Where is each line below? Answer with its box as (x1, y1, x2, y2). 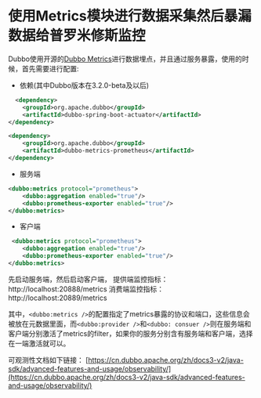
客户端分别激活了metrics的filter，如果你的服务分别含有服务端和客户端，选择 (8, 328, 253, 338)
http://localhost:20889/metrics (8, 293, 107, 302)
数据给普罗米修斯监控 (8, 27, 147, 45)
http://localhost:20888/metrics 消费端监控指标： (8, 284, 165, 294)
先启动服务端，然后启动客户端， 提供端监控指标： (8, 274, 169, 284)
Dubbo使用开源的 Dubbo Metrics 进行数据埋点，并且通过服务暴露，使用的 (8, 54, 243, 63)
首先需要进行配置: (21, 63, 80, 73)
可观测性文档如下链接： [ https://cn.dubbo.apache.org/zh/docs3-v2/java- (8, 355, 245, 364)
